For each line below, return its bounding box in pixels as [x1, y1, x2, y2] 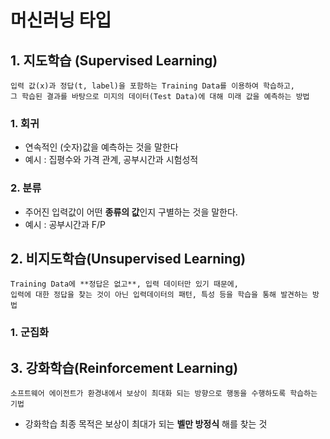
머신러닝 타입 [10, 9, 112, 32]
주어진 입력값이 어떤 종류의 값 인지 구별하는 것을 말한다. [24, 206, 238, 218]
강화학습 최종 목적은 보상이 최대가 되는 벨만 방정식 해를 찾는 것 [24, 418, 268, 430]
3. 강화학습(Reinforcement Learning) [10, 359, 239, 376]
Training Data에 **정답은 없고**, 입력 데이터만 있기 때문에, [10, 279, 239, 290]
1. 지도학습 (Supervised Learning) [10, 52, 218, 69]
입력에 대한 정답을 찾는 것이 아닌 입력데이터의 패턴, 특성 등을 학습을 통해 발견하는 [10, 290, 308, 300]
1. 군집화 [10, 326, 50, 340]
